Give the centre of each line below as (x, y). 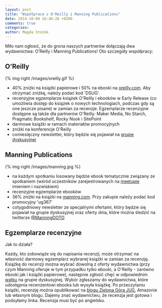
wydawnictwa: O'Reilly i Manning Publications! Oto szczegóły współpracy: (79, 51)
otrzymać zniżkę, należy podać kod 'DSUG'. (56, 93)
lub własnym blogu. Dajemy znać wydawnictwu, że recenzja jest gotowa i (78, 295)
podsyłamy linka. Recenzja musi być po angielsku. (55, 301)
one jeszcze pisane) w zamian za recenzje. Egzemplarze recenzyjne (80, 108)
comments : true (20, 23)
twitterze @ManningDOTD (38, 217)
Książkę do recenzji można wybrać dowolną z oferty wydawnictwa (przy (78, 264)
